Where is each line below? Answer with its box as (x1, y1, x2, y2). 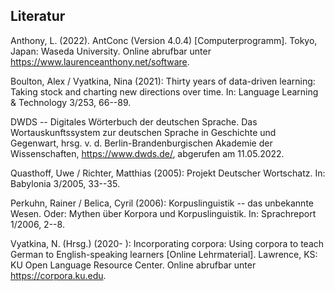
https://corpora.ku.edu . (10, 269, 107, 281)
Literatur (10, 8, 66, 25)
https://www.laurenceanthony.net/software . (10, 55, 190, 68)
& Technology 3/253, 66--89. (10, 96, 132, 108)
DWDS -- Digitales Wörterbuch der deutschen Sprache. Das (10, 115, 258, 128)
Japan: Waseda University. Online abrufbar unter (10, 45, 212, 57)
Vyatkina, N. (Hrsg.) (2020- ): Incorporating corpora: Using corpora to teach (10, 237, 325, 249)
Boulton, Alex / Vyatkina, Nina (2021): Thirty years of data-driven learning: (10, 75, 316, 87)
